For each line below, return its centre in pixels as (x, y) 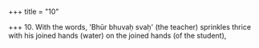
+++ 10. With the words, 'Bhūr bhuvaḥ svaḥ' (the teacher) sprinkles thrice (129, 27)
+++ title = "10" (34, 12)
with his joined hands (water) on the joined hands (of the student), (117, 36)
